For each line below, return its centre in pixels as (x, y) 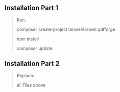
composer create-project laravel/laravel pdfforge (66, 29)
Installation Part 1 (31, 8)
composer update (35, 48)
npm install (28, 39)
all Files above (31, 85)
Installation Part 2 (32, 64)
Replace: (25, 75)
